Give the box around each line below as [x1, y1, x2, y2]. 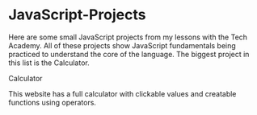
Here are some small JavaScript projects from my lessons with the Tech [8, 32, 248, 42]
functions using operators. [8, 97, 97, 107]
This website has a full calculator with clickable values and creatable [8, 88, 237, 98]
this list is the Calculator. [8, 58, 91, 68]
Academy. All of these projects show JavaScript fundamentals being [8, 40, 236, 50]
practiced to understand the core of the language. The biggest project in [8, 49, 250, 59]
